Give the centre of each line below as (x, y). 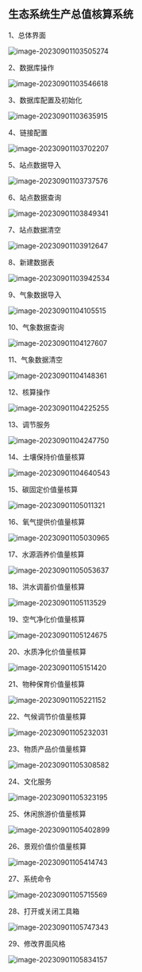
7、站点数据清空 (35, 229)
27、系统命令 (30, 879)
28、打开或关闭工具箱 (44, 911)
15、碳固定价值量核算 (43, 489)
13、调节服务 (29, 424)
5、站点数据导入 (35, 165)
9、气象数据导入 (35, 295)
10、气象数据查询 (36, 327)
